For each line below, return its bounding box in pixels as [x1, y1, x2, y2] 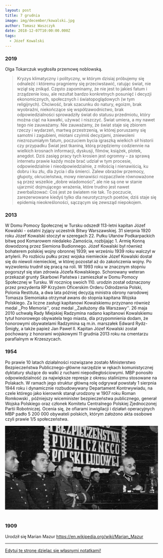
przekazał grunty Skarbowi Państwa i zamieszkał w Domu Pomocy [5, 274, 138, 280]
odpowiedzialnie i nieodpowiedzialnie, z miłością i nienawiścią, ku [16, 163, 149, 169]
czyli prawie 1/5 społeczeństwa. [5, 416, 69, 422]
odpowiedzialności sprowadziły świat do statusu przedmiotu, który [16, 112, 150, 118]
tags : [5, 34, 16, 38]
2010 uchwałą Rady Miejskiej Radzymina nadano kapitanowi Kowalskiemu [5, 310, 153, 316]
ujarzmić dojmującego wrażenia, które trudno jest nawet [16, 184, 130, 190]
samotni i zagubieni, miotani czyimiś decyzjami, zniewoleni [16, 133, 135, 138]
